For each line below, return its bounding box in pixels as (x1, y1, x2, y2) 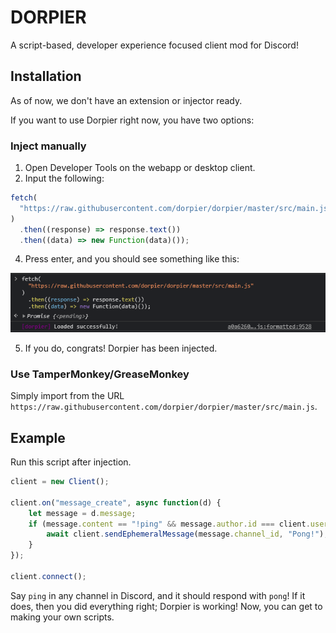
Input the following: (24, 172, 105, 185)
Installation (10, 68, 82, 85)
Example (10, 429, 66, 446)
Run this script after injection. (10, 456, 132, 468)
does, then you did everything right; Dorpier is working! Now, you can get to (10, 600, 323, 612)
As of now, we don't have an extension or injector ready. (10, 94, 243, 106)
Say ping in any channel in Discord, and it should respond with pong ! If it (10, 589, 306, 601)
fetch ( (10, 193, 38, 203)
